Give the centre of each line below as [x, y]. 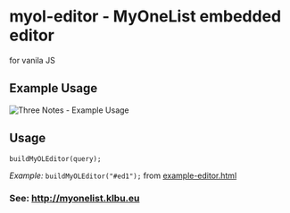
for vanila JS [32, 60]
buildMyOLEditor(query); [55, 158]
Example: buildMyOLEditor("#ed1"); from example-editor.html [123, 175]
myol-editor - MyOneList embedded [145, 17]
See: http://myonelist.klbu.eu [75, 199]
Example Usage [54, 88]
